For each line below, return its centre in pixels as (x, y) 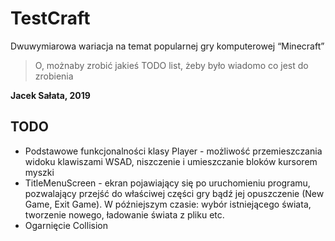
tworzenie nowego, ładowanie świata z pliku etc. (124, 214)
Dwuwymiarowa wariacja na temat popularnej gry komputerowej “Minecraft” (167, 46)
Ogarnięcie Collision (66, 225)
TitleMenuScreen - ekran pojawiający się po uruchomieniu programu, (167, 183)
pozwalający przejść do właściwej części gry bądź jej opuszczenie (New (174, 193)
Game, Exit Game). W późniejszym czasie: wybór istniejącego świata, (168, 204)
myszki (39, 172)
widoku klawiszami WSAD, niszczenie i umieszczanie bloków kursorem (171, 161)
